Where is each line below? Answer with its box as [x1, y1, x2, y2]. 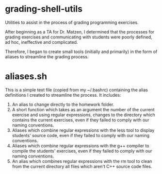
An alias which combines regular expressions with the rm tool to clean [12, 158, 152, 164]
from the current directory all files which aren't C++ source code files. [12, 163, 152, 169]
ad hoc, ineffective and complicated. [5, 39, 78, 45]
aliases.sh [5, 71, 48, 82]
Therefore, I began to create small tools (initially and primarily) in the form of [5, 49, 158, 54]
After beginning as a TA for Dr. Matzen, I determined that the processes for [5, 29, 155, 35]
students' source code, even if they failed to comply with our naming [12, 132, 149, 138]
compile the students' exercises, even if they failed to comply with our [12, 148, 152, 154]
